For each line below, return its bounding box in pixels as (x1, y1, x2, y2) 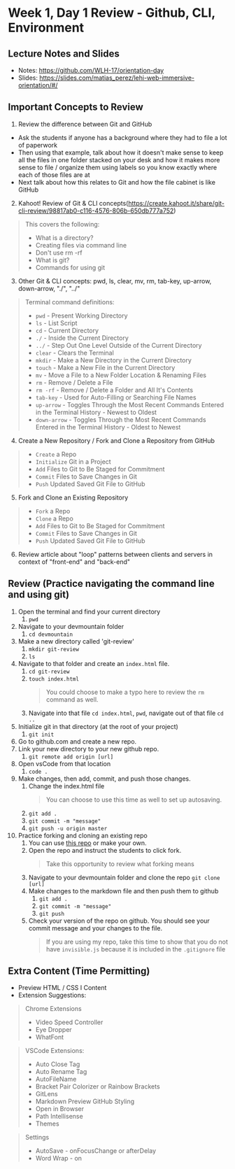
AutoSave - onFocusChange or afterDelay (35, 1147, 157, 1155)
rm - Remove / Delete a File (35, 378, 113, 386)
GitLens (35, 1090, 58, 1098)
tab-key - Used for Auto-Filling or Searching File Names (35, 393, 197, 402)
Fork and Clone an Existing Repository (17, 493, 129, 502)
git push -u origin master (28, 825, 108, 832)
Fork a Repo (35, 506, 71, 515)
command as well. (45, 695, 99, 704)
